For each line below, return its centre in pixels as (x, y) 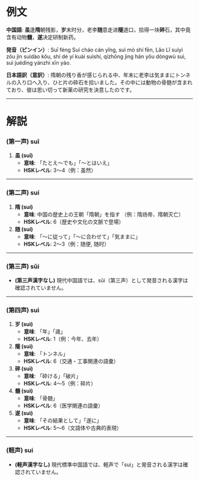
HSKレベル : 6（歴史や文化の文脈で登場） (74, 222)
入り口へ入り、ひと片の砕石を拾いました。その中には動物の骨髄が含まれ (105, 82)
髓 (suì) (24, 391)
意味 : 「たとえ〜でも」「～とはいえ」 (68, 163)
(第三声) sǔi (23, 266)
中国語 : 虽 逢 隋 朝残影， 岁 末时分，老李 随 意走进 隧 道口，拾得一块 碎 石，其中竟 (98, 30)
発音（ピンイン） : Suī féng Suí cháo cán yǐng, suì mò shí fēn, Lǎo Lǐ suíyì (95, 50)
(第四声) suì (23, 310)
